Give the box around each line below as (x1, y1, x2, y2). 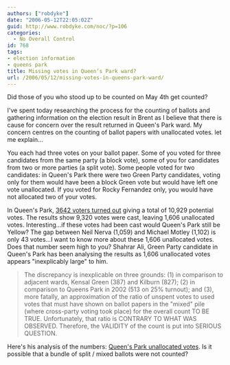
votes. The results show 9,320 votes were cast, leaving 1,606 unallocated (7, 213, 215, 222)
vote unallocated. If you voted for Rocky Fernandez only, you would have (7, 185, 214, 194)
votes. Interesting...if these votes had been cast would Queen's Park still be (7, 221, 221, 229)
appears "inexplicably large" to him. (7, 258, 108, 266)
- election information (7, 55, 76, 62)
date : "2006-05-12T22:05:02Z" (7, 17, 94, 23)
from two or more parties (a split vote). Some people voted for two (7, 163, 195, 172)
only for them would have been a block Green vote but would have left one (7, 178, 218, 187)
